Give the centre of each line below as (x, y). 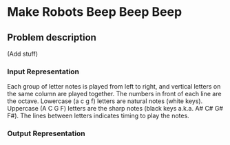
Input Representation (43, 71)
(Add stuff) (23, 54)
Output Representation (46, 133)
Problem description (52, 37)
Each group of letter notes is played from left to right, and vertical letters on (114, 87)
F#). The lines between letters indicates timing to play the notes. (98, 116)
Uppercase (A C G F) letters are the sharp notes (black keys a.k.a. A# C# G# (115, 109)
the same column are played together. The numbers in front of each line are (114, 94)
